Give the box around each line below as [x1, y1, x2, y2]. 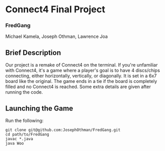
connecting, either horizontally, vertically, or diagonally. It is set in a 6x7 [5, 73, 157, 79]
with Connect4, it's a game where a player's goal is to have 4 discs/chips [5, 68, 160, 74]
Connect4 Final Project [5, 4, 105, 15]
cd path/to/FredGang [5, 132, 50, 137]
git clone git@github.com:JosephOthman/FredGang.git [5, 127, 121, 133]
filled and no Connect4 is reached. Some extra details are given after [5, 83, 151, 90]
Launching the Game [5, 104, 74, 113]
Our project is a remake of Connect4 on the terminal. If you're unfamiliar [5, 62, 158, 68]
